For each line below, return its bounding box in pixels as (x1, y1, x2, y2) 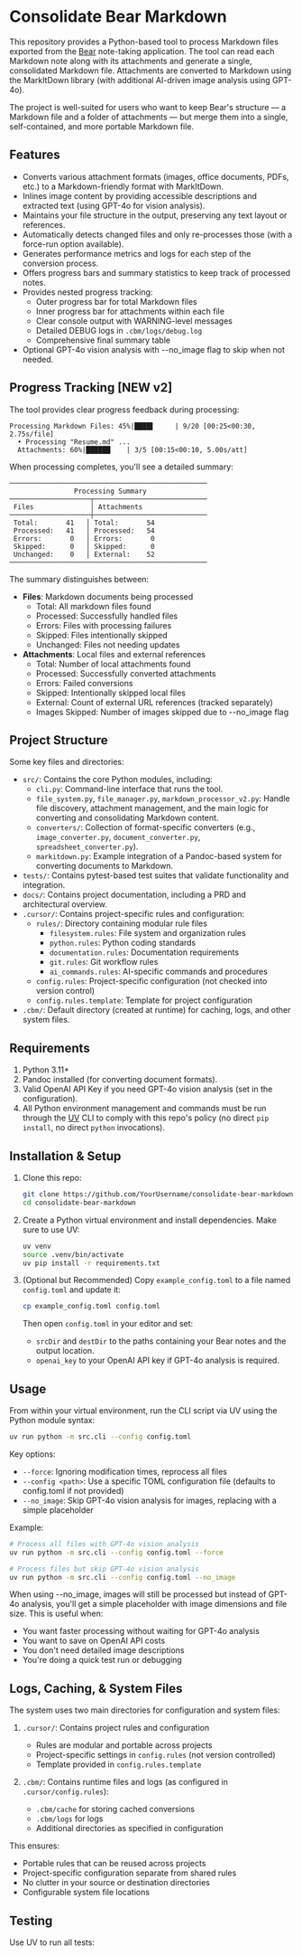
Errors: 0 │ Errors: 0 (13, 534, 155, 543)
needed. (22, 354, 54, 364)
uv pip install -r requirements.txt (22, 1259, 160, 1268)
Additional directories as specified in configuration (35, 1823, 224, 1834)
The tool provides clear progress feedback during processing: (9, 404, 240, 415)
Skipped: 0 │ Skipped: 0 (13, 542, 155, 551)
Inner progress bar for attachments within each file (35, 306, 225, 316)
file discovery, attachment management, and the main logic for (35, 803, 269, 814)
